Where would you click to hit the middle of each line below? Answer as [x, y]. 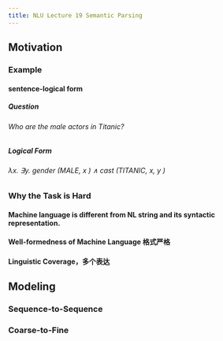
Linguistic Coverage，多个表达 [59, 261]
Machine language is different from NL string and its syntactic [111, 214]
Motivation [35, 48]
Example [25, 69]
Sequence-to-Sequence [56, 309]
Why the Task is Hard [50, 196]
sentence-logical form [46, 88]
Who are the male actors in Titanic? [66, 126]
